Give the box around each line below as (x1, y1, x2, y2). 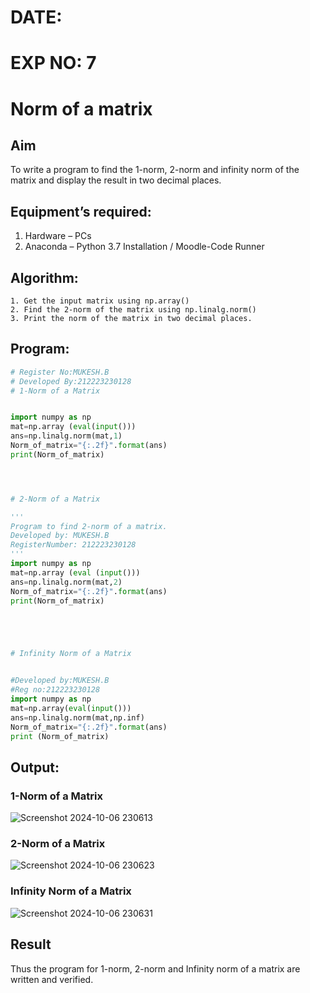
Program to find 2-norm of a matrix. (10, 521, 168, 531)
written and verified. (10, 973, 94, 985)
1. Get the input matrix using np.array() (10, 296, 190, 306)
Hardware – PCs (24, 230, 92, 242)
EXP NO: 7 (10, 52, 97, 75)
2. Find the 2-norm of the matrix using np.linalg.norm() (10, 305, 257, 315)
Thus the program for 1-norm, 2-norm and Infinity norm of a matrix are (10, 962, 301, 975)
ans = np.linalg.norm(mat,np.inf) (10, 712, 145, 723)
